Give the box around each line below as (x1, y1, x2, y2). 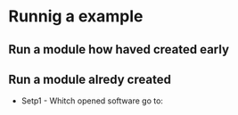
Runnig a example (8, 6, 144, 27)
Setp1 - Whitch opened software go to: (21, 95, 164, 106)
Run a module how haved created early (8, 42, 229, 57)
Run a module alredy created (8, 71, 171, 86)
